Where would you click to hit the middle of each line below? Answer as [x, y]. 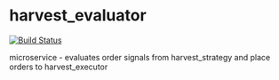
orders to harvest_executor [59, 67]
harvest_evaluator [78, 16]
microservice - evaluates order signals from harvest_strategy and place [140, 57]
